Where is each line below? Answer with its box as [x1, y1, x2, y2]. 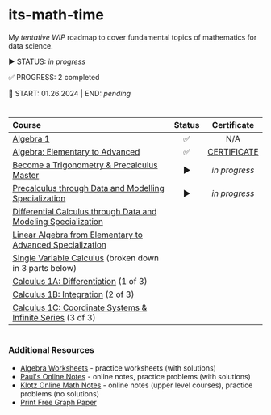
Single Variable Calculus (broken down [12, 252, 160, 264]
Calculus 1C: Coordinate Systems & [12, 302, 148, 313]
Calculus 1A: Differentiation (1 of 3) [12, 276, 148, 287]
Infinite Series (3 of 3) [12, 312, 96, 324]
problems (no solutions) [19, 388, 99, 398]
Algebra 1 [12, 133, 50, 145]
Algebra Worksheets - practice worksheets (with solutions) [19, 362, 216, 373]
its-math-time [8, 6, 105, 24]
